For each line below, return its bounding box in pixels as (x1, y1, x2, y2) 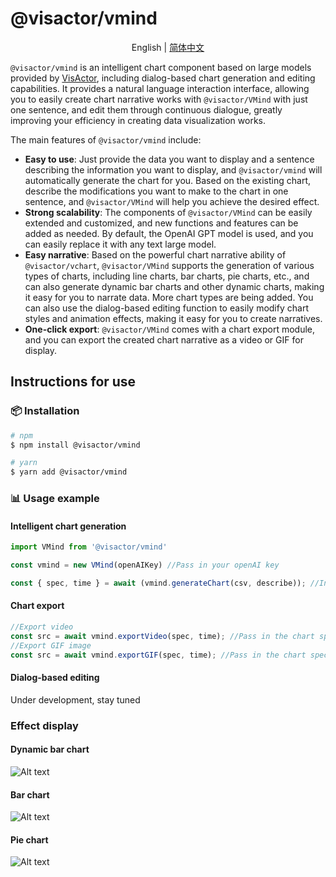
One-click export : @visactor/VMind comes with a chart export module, (24, 323, 315, 335)
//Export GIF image (10, 640, 92, 651)
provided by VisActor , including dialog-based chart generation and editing (10, 72, 316, 84)
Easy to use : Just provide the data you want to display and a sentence (24, 153, 315, 165)
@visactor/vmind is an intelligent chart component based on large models (10, 61, 312, 73)
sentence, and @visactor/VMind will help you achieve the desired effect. (24, 195, 320, 207)
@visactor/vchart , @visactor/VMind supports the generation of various (24, 259, 315, 271)
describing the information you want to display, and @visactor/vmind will (24, 163, 323, 176)
